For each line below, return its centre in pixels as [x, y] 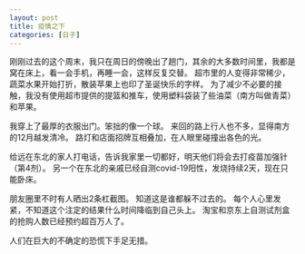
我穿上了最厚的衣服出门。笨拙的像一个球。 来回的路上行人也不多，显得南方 [150, 126]
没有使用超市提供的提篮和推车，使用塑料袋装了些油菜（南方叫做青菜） [164, 95]
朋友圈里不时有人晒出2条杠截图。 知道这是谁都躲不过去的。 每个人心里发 [145, 199]
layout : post [34, 18]
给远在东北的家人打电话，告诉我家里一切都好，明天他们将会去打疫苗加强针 [148, 157]
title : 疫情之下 [37, 26]
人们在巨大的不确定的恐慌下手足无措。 [81, 240]
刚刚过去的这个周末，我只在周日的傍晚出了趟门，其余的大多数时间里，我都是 [152, 62]
